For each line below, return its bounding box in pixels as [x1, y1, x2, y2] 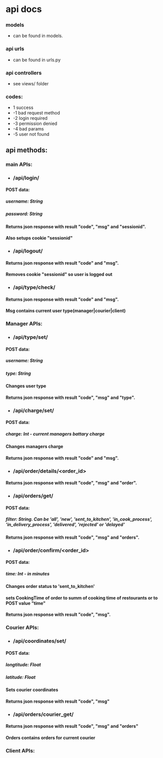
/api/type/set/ [12, 334, 48, 341]
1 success [12, 104, 34, 111]
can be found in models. [12, 33, 63, 39]
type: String [5, 370, 31, 376]
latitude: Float [5, 674, 36, 680]
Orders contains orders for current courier [5, 734, 95, 740]
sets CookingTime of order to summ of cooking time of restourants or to [5, 594, 158, 600]
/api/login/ [12, 174, 39, 181]
